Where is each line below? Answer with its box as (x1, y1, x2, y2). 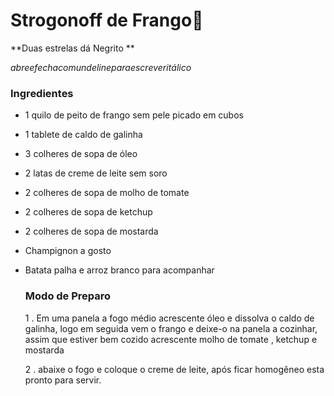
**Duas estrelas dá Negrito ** (10, 42, 135, 54)
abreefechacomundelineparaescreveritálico (10, 61, 192, 73)
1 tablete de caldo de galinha (24, 129, 143, 141)
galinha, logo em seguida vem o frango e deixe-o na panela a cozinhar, (24, 322, 318, 334)
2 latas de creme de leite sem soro (24, 167, 168, 179)
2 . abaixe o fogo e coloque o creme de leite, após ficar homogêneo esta (24, 363, 325, 375)
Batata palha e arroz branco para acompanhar (24, 264, 215, 276)
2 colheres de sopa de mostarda (24, 225, 159, 238)
